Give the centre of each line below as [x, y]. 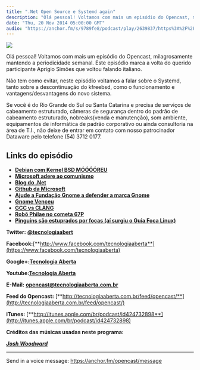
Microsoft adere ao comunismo [54, 176]
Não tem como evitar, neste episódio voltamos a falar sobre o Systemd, [94, 81]
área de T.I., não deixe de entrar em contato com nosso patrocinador [91, 130]
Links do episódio [40, 155]
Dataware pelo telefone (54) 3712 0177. [54, 137]
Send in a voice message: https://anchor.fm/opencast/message [84, 361]
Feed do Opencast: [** [35, 297]
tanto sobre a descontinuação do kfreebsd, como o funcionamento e [90, 87]
